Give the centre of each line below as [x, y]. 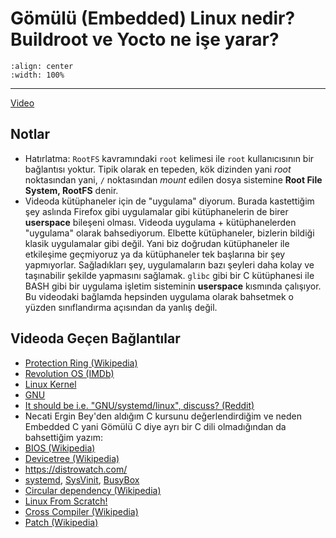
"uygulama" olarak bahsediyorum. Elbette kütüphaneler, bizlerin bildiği [169, 233]
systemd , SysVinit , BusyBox [82, 479]
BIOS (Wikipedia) [60, 448]
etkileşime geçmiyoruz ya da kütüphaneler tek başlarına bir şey [155, 254]
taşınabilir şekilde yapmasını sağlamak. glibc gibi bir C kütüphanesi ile [169, 275]
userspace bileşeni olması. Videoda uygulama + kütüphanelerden [160, 222]
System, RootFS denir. [71, 190]
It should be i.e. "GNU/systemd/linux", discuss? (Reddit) [139, 405]
